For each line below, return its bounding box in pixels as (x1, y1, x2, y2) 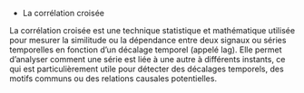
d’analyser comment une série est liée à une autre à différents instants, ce (9, 54, 286, 64)
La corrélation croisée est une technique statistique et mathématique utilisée (9, 25, 296, 35)
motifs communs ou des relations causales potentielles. (9, 73, 218, 84)
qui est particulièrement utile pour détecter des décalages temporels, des (9, 63, 284, 74)
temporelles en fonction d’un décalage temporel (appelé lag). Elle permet (9, 44, 283, 55)
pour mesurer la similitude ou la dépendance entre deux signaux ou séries (9, 35, 287, 45)
